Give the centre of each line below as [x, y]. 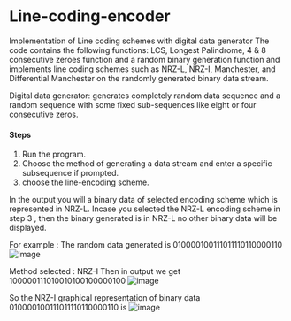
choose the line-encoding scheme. [85, 182]
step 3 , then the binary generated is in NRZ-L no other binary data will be [143, 218]
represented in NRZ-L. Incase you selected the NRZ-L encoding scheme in [145, 209]
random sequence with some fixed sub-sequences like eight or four [133, 104]
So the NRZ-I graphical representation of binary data [105, 298]
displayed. [28, 228]
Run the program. [54, 154]
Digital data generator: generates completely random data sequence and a [145, 96]
